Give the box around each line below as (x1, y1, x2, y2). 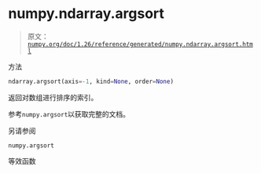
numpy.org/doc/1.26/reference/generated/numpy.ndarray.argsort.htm (27, 40, 253, 48)
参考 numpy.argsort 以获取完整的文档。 (8, 109, 130, 118)
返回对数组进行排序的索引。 (8, 92, 98, 102)
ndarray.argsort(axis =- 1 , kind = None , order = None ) (8, 77, 175, 85)
